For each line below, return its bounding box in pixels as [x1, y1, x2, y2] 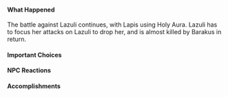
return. [7, 35, 26, 44]
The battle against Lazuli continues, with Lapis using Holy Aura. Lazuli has [7, 20, 218, 29]
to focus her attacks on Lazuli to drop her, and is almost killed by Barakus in [7, 28, 222, 36]
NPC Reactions [7, 66, 52, 74]
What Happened [7, 5, 55, 14]
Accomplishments [7, 82, 61, 90]
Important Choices [7, 51, 62, 59]
